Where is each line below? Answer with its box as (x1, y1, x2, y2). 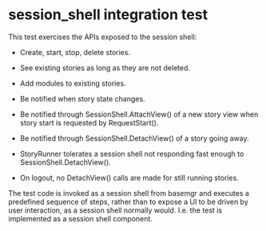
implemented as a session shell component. (8, 213, 153, 223)
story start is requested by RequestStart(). (19, 117, 159, 127)
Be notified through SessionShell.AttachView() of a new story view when (19, 110, 259, 119)
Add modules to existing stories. (19, 78, 126, 88)
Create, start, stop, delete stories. (19, 47, 130, 57)
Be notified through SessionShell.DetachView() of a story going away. (19, 133, 249, 143)
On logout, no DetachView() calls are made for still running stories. (19, 173, 240, 182)
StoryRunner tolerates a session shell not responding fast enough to (19, 149, 244, 158)
